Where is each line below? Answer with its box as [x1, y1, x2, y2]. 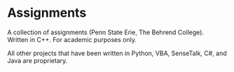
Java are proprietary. [7, 56, 68, 64]
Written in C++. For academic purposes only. [7, 35, 137, 43]
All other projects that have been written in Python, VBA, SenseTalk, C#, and [7, 49, 228, 57]
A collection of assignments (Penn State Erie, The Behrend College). [7, 28, 205, 36]
